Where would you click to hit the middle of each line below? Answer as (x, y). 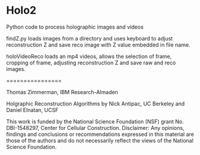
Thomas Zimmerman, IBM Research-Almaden (62, 92)
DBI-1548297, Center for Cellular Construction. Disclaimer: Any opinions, (95, 128)
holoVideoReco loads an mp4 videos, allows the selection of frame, (89, 56)
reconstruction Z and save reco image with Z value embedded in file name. (98, 45)
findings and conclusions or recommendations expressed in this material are (100, 134)
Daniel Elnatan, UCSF (32, 110)
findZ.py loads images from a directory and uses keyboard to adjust (90, 38)
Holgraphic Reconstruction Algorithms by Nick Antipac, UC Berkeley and (96, 103)
